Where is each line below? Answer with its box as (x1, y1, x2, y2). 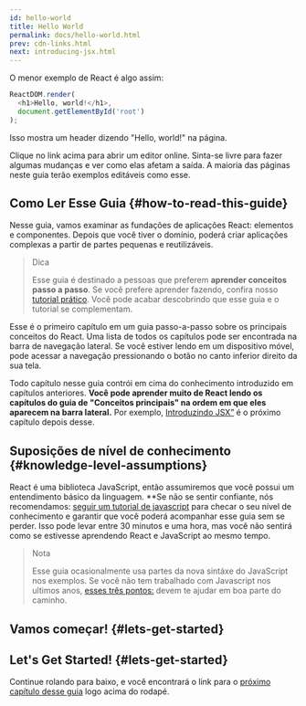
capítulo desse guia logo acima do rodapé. (9, 686, 170, 697)
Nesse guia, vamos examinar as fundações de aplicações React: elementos (9, 220, 294, 231)
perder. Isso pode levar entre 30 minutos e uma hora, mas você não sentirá (9, 521, 292, 532)
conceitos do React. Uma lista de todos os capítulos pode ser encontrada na (9, 331, 298, 342)
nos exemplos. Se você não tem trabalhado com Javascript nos (31, 575, 271, 586)
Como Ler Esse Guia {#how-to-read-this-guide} (9, 195, 289, 211)
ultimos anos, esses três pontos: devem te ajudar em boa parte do (31, 585, 281, 596)
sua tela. (9, 360, 42, 371)
